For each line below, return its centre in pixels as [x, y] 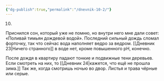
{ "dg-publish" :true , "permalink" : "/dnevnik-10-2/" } [59, 10]
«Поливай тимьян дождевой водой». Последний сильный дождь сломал [82, 38]
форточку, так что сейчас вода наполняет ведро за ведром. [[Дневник [80, 43]
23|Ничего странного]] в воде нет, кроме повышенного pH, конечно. [78, 48]
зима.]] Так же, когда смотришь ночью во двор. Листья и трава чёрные [82, 68]
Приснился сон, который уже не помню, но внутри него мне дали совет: [82, 33]
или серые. [17, 73]
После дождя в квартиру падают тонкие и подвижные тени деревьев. [80, 58]
